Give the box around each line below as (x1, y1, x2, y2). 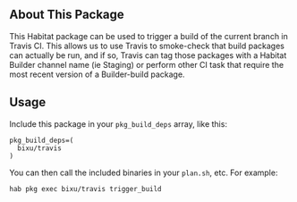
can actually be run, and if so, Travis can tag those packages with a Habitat (9, 49, 287, 61)
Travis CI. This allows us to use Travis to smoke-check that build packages (9, 40, 284, 51)
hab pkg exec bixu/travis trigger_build (9, 184, 163, 193)
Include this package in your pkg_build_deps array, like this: (9, 118, 228, 129)
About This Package (9, 7, 125, 22)
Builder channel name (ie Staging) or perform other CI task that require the (9, 59, 284, 70)
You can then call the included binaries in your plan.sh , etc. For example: (9, 167, 278, 178)
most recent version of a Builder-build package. (9, 69, 185, 80)
